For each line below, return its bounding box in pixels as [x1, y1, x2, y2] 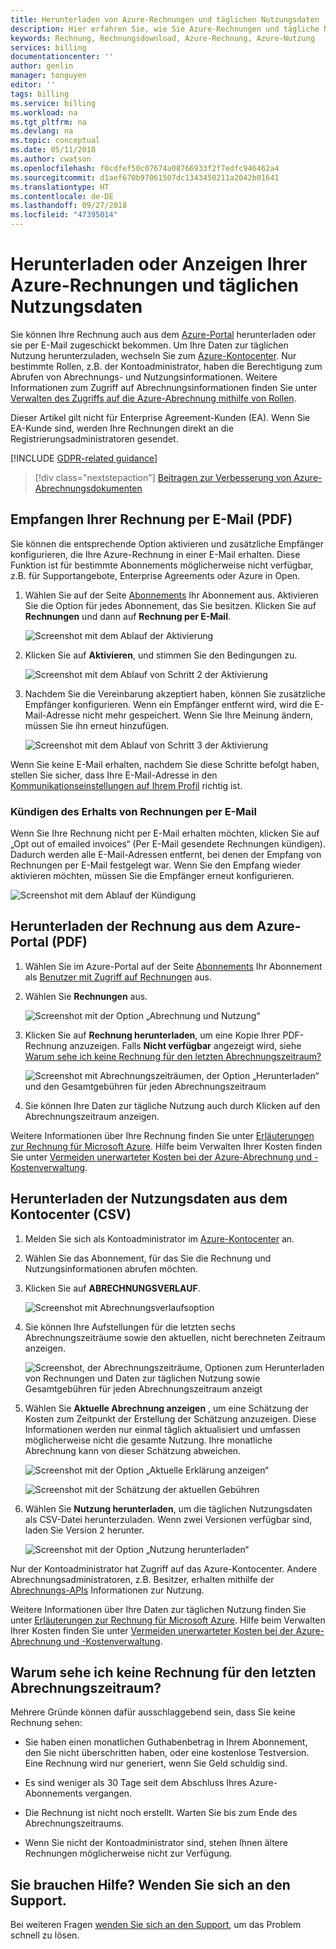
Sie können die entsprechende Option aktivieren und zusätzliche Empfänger [10, 537, 324, 550]
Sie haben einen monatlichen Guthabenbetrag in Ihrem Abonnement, [24, 1736, 308, 1748]
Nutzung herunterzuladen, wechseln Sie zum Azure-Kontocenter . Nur [10, 349, 297, 361]
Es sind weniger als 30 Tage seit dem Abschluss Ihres [24, 1777, 247, 1789]
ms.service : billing [10, 98, 97, 108]
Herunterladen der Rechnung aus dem [10, 918, 254, 935]
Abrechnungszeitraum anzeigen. [24, 1110, 160, 1122]
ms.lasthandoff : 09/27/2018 [10, 201, 128, 211]
